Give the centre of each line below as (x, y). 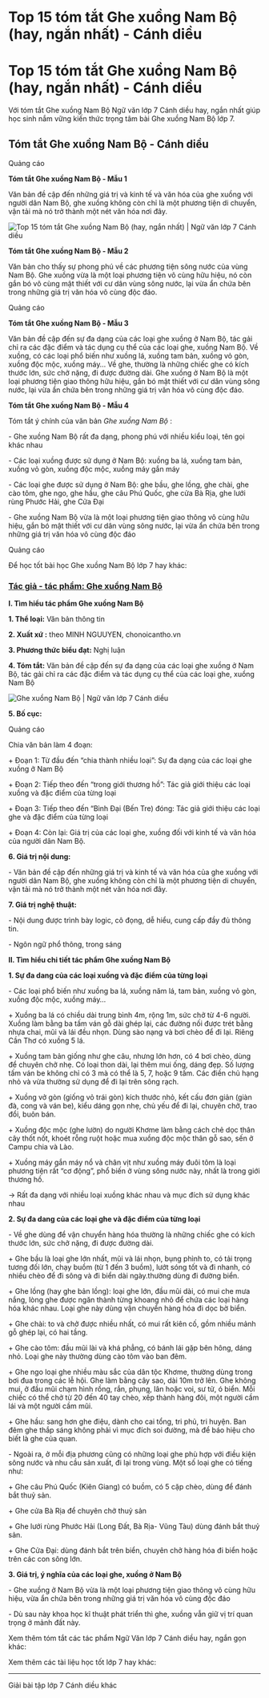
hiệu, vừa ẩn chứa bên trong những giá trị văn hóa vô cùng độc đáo (119, 1599)
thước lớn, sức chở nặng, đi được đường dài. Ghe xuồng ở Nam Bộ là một (128, 372)
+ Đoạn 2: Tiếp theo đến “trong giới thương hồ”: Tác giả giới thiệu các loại (129, 784)
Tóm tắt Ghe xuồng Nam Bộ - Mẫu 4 (69, 405)
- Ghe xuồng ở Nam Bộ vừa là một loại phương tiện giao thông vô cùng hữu (132, 1590)
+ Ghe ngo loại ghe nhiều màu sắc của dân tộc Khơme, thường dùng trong (130, 1372)
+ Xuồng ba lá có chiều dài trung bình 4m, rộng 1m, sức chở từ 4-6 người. (129, 1015)
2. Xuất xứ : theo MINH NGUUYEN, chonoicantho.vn (95, 634)
